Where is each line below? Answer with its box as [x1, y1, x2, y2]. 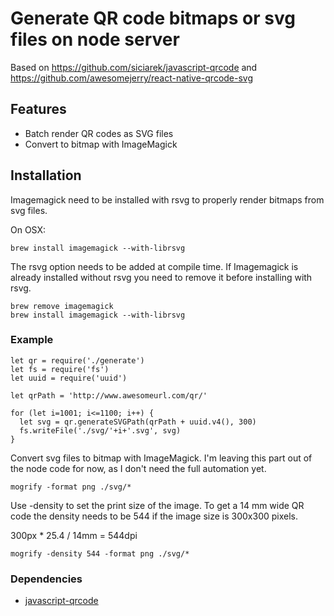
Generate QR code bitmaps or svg [10, 7, 296, 30]
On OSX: [10, 223, 47, 236]
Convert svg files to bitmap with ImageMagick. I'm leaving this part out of [10, 452, 313, 464]
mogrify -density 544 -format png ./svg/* [10, 548, 190, 559]
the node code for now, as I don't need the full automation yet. [10, 462, 267, 474]
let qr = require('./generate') [10, 355, 145, 366]
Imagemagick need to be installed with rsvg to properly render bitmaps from [10, 193, 325, 206]
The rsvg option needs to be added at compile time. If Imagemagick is [10, 260, 299, 272]
